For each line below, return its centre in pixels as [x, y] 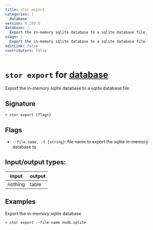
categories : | [20, 14]
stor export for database [57, 75]
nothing [16, 184]
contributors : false [26, 50]
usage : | [14, 37]
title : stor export [25, 10]
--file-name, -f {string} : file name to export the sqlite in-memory [80, 142]
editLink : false [22, 46]
